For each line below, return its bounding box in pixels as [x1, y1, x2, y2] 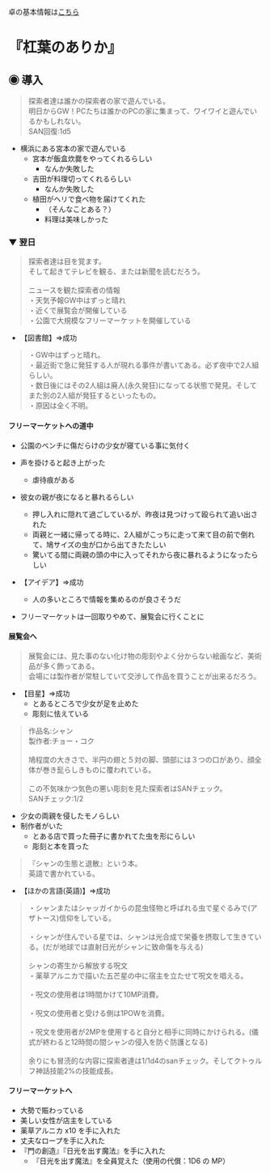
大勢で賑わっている [19, 1105, 85, 1115]
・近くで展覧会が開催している [27, 306, 128, 316]
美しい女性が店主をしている [19, 1116, 113, 1125]
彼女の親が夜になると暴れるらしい [19, 492, 134, 502]
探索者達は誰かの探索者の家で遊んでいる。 [27, 96, 171, 105]
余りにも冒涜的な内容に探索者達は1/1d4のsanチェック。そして [27, 1056, 234, 1065]
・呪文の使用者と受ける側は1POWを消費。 [27, 1008, 169, 1018]
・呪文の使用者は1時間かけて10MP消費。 [27, 989, 163, 999]
